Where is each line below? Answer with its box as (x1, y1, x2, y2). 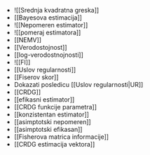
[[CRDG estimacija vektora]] (13, 140, 95, 148)
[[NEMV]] (13, 36, 42, 44)
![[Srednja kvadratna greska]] (13, 6, 100, 14)
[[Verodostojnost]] (13, 43, 67, 51)
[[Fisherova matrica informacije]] (13, 133, 109, 141)
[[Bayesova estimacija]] (13, 13, 83, 22)
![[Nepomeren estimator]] (13, 21, 88, 29)
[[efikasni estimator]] (13, 95, 75, 104)
